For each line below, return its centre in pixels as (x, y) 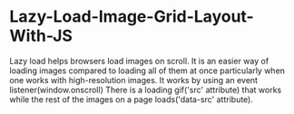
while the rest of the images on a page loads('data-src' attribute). (132, 99)
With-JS (41, 36)
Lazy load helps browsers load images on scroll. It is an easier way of (139, 61)
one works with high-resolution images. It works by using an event (134, 80)
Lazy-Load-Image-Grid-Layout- (132, 17)
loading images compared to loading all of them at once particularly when (147, 71)
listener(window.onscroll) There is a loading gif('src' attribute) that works (146, 90)
